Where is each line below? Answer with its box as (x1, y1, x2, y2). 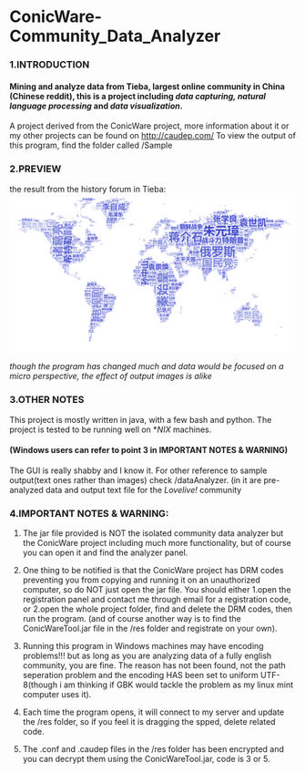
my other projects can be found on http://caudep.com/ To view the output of (9, 130, 296, 141)
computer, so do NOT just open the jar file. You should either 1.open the (22, 584, 291, 594)
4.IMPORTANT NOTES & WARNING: (9, 507, 169, 520)
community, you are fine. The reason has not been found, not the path (22, 660, 287, 671)
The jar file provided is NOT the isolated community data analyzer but (22, 528, 284, 539)
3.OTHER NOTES (9, 394, 85, 407)
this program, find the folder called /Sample (9, 139, 173, 151)
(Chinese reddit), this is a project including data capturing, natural (9, 90, 267, 101)
